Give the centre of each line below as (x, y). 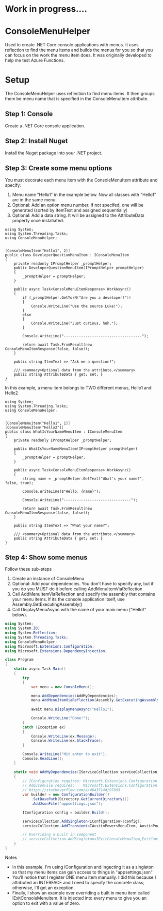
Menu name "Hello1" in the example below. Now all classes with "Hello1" (84, 194)
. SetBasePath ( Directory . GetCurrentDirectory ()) (80, 799)
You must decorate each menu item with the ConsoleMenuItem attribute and (81, 180)
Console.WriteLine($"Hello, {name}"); (62, 491)
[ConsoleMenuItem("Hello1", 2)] (38, 251)
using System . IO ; (23, 628)
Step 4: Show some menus (46, 557)
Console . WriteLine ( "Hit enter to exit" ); (65, 754)
